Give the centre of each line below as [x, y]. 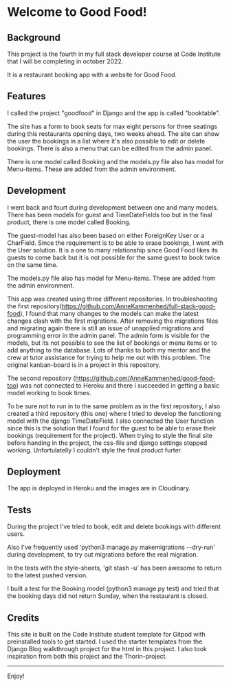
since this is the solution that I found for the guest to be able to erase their [112, 428]
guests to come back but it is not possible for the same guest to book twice [114, 257]
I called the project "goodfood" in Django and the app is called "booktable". [114, 113]
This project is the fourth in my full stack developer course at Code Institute [114, 54]
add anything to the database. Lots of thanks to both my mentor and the [109, 350]
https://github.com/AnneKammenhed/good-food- [145, 378]
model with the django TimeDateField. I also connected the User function [111, 421]
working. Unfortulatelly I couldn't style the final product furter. [95, 450]
